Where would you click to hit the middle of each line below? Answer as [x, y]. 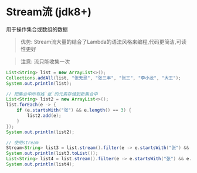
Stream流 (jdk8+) [49, 12]
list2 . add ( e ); [44, 116]
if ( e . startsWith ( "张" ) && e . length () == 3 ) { [74, 110]
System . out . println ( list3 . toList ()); [52, 153]
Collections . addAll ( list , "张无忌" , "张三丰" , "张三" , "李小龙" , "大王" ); [94, 78]
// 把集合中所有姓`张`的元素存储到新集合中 [52, 94]
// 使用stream [23, 143]
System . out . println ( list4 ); [40, 164]
